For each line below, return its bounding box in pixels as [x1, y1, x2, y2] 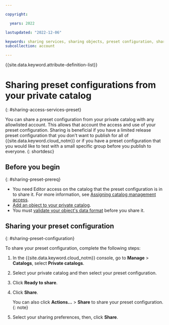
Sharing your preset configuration [5, 222, 114, 231]
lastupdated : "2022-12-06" [5, 30, 62, 35]
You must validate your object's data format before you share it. [12, 207, 145, 213]
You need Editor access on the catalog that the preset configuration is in [12, 186, 162, 192]
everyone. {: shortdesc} [5, 149, 54, 155]
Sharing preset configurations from [5, 79, 156, 91]
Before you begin [5, 163, 60, 171]
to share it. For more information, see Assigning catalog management [12, 191, 156, 197]
